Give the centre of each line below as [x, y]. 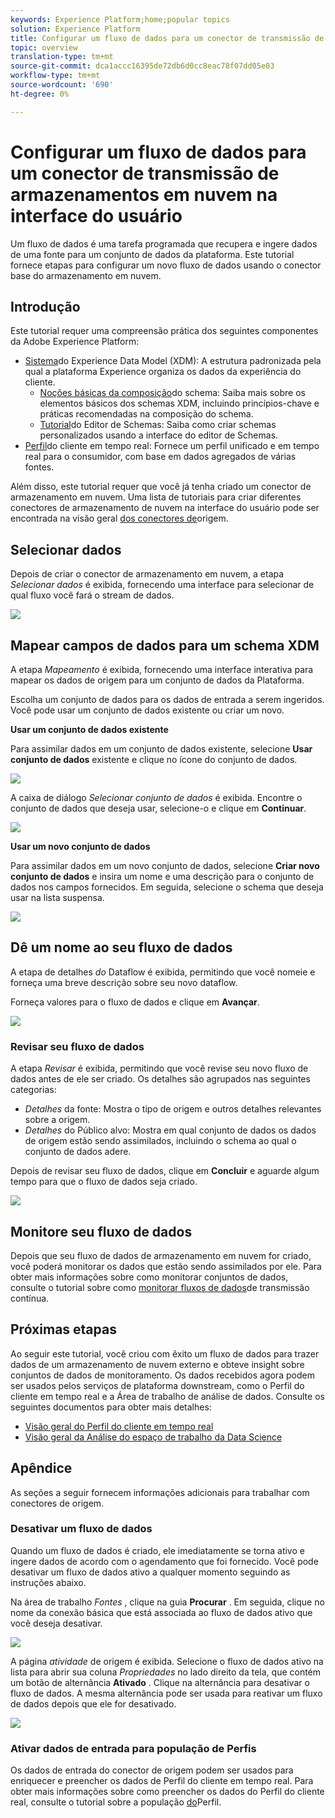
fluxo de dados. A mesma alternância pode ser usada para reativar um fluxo [166, 1693]
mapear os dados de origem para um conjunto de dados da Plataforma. [157, 680]
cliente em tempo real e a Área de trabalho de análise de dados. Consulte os [167, 1396]
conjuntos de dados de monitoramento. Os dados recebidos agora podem [162, 1375]
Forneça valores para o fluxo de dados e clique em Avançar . [135, 1002]
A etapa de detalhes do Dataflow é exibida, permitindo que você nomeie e [163, 972]
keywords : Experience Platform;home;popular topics [120, 19]
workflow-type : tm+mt [55, 76]
